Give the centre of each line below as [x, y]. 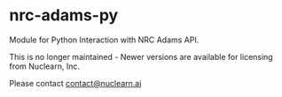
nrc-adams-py [64, 15]
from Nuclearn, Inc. [44, 66]
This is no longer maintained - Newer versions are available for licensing [141, 56]
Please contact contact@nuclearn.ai [75, 83]
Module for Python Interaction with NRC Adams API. [104, 40]
